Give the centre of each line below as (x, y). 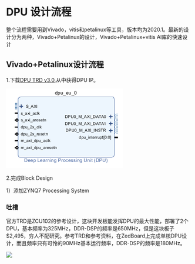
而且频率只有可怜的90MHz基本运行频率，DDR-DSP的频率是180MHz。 (101, 243)
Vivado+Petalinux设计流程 (55, 65)
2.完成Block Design (30, 178)
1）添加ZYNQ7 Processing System (48, 190)
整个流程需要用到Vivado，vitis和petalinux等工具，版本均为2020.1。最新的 (95, 29)
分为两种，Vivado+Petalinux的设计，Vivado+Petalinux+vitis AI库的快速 (97, 37)
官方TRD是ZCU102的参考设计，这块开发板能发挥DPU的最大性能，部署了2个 (97, 221)
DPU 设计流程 (39, 12)
